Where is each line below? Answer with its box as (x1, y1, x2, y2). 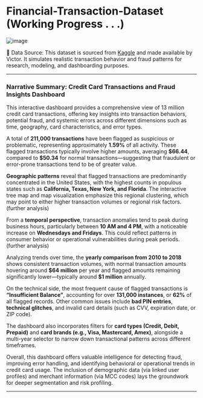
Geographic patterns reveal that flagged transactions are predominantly (6, 173, 187, 180)
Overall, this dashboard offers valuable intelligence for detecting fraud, (6, 353, 182, 361)
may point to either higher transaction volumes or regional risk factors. (6, 198, 182, 205)
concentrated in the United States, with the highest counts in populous (6, 179, 182, 186)
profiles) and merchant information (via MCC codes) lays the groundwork (6, 373, 189, 380)
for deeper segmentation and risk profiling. (6, 379, 113, 386)
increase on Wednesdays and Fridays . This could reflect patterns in (6, 229, 177, 237)
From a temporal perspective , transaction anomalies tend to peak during (6, 216, 188, 224)
